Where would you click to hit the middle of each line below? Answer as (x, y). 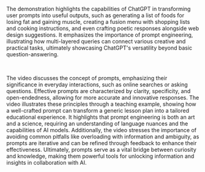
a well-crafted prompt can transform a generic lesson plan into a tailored (98, 110)
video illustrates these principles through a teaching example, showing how (102, 104)
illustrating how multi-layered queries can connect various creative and (96, 41)
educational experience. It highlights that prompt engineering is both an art (101, 117)
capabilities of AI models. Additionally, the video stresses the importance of (102, 130)
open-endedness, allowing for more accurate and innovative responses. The (103, 98)
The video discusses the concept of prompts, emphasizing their (87, 78)
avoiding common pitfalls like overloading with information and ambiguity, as (103, 136)
